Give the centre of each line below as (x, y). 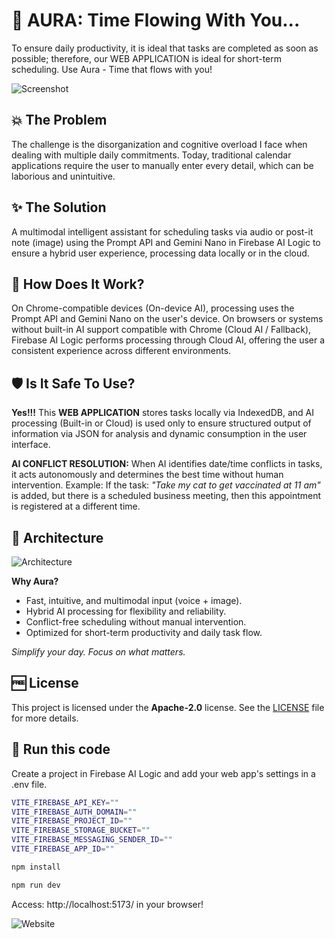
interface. (31, 445)
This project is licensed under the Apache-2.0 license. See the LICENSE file (168, 707)
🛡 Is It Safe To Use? (73, 383)
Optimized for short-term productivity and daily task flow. (144, 632)
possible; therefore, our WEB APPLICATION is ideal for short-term (146, 58)
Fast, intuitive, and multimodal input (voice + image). (134, 600)
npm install (36, 867)
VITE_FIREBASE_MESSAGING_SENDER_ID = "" (92, 840)
